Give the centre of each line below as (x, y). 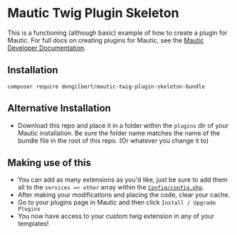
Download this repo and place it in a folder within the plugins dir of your (123, 125)
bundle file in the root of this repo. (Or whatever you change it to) (113, 141)
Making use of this (49, 162)
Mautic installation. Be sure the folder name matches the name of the (119, 133)
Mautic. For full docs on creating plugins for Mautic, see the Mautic (106, 40)
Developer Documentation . (47, 48)
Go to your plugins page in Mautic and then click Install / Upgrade (117, 202)
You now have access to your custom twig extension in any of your (116, 216)
